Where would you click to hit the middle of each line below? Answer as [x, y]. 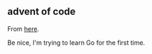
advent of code [42, 12]
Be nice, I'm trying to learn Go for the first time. [76, 43]
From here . [23, 28]
